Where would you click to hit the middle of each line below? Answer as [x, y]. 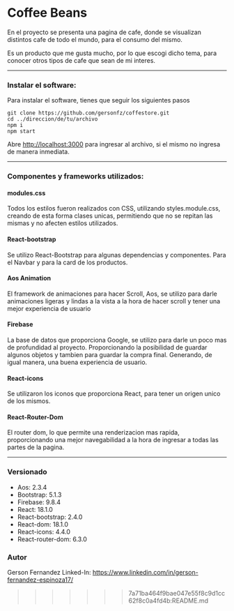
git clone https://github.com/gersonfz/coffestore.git [88, 113]
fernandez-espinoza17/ [40, 580]
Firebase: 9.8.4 [39, 502]
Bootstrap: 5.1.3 [39, 495]
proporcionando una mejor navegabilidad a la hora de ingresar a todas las [113, 440]
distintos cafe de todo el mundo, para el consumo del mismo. [95, 39]
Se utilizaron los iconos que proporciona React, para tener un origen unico [114, 394]
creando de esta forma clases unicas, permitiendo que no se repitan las [110, 216]
